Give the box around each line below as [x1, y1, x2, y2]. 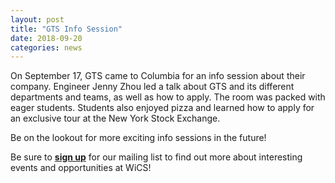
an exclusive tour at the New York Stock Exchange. [10, 112, 221, 125]
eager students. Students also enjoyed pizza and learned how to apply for [10, 102, 315, 114]
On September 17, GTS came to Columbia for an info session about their [10, 70, 306, 82]
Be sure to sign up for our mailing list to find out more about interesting [10, 151, 303, 163]
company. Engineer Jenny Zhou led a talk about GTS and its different [10, 81, 295, 93]
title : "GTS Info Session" [10, 24, 123, 34]
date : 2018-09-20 [10, 33, 83, 43]
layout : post [10, 14, 65, 25]
